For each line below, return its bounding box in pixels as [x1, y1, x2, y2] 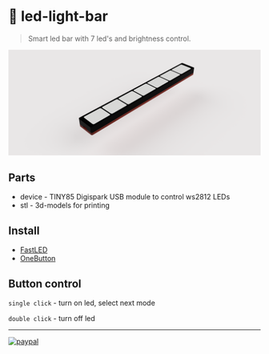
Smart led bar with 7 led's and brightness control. [27, 34, 191, 43]
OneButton [19, 254, 56, 263]
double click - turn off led [8, 314, 96, 324]
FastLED [19, 245, 48, 255]
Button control [8, 276, 82, 291]
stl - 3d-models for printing [19, 200, 110, 211]
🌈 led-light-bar [8, 7, 108, 26]
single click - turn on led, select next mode [8, 298, 156, 308]
